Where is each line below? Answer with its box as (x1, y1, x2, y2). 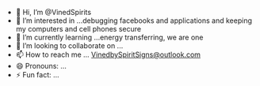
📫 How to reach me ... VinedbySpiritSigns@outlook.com (15, 50, 201, 59)
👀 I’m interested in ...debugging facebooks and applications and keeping (15, 16, 252, 25)
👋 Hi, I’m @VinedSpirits (15, 8, 92, 17)
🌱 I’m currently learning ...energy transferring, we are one (15, 32, 204, 42)
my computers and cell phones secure (15, 24, 141, 33)
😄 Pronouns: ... (15, 62, 67, 70)
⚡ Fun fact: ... (15, 70, 59, 79)
